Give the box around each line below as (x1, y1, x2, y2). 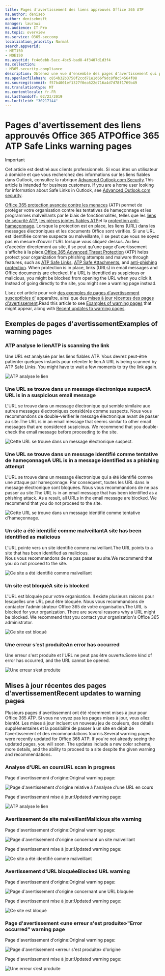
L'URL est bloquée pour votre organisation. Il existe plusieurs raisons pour (5, 593, 155, 599)
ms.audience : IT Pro (5, 26, 48, 30)
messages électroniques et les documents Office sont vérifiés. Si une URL (5, 228, 155, 234)
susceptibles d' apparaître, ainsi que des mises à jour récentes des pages (5, 295, 154, 301)
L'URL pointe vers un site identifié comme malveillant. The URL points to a (5, 545, 153, 550)
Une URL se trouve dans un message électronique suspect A (5, 385, 151, 392)
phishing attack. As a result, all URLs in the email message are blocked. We (5, 495, 157, 501)
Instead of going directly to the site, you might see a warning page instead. (5, 281, 157, 287)
